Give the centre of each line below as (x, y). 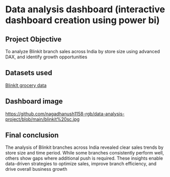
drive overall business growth (36, 169)
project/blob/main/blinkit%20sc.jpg (43, 119)
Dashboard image (34, 102)
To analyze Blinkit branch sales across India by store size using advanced (83, 51)
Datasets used (29, 73)
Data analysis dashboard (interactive (85, 9)
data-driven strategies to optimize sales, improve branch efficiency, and (81, 164)
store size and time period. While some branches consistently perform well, (85, 153)
